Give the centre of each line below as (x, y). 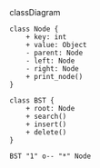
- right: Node (52, 69)
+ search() (46, 116)
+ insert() (46, 124)
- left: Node (50, 61)
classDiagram (35, 12)
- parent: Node (55, 53)
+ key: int (46, 37)
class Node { (34, 29)
